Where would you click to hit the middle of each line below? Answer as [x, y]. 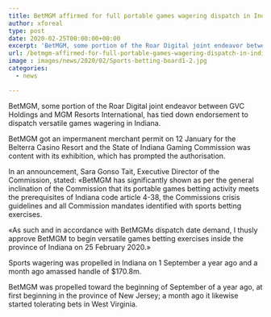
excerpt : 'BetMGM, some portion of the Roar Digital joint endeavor [126, 46]
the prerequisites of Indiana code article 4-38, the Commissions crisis [124, 197]
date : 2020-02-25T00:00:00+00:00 [65, 38]
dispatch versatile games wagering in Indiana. [85, 123]
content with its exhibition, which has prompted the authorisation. [117, 156]
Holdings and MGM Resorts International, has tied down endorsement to [128, 115]
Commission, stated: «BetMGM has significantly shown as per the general [131, 180]
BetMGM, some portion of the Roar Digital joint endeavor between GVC [126, 106]
